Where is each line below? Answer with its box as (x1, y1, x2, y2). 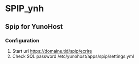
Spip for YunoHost (5, 22, 63, 31)
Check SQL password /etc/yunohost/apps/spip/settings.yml (12, 53, 134, 59)
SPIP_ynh (5, 3, 44, 14)
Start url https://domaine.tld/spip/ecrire (12, 48, 92, 54)
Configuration (5, 37, 39, 44)
